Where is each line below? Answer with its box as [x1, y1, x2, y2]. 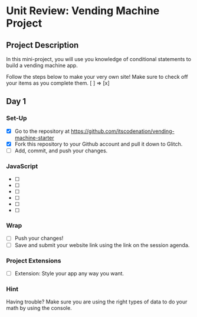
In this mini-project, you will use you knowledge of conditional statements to [6, 56, 192, 62]
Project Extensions [6, 256, 61, 265]
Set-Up [6, 114, 28, 122]
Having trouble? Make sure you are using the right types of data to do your [6, 298, 188, 305]
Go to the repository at [14, 128, 70, 135]
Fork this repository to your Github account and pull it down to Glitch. [14, 140, 183, 148]
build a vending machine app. [6, 62, 78, 69]
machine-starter [14, 134, 54, 141]
